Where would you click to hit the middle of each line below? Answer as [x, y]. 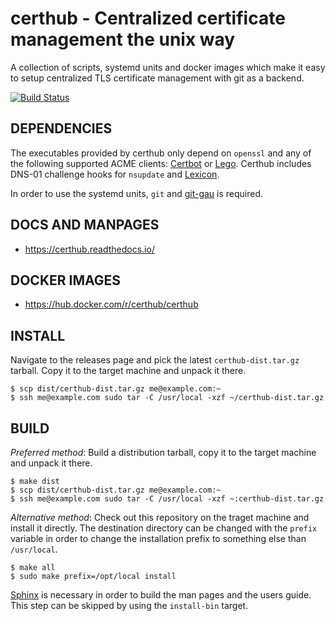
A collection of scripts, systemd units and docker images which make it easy [168, 67]
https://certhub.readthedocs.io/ [89, 249]
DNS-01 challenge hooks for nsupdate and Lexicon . [115, 174]
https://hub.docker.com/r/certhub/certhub [111, 304]
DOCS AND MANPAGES [85, 225]
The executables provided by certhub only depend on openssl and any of [161, 153]
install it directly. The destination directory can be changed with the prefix [164, 528]
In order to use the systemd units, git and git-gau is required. [137, 193]
